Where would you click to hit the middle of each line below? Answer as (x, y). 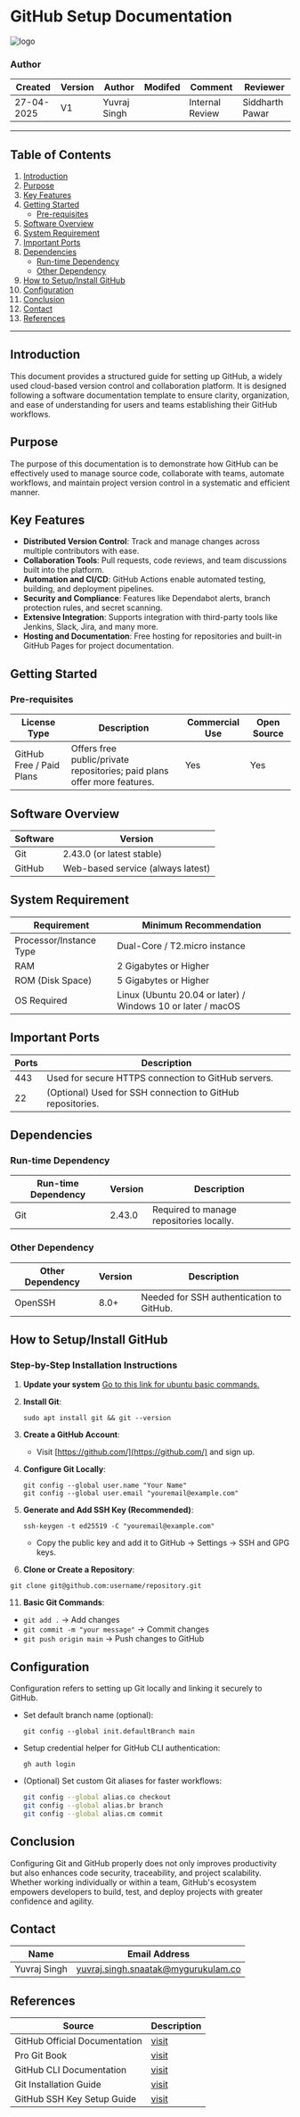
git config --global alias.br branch (93, 1805)
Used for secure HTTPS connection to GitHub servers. (160, 1078)
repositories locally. (193, 1221)
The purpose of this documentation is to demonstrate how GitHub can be (144, 463)
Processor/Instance (56, 940)
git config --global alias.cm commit (93, 1814)
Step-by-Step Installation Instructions (94, 1365)
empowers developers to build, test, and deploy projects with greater (137, 1891)
